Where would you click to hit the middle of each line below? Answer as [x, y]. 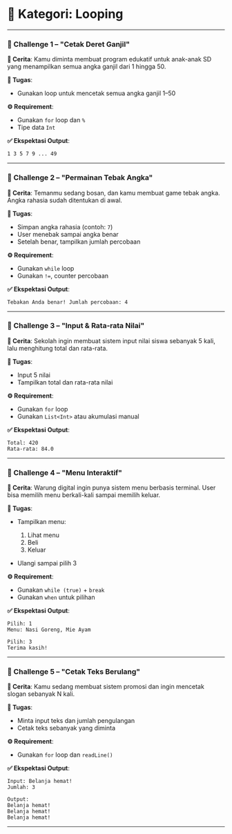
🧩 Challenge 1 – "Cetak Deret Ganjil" [68, 44]
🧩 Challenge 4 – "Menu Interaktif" [65, 472]
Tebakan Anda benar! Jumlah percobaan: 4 [68, 302]
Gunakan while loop [46, 268]
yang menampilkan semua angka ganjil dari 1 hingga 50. [87, 67]
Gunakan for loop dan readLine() [65, 755]
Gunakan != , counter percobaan [63, 275]
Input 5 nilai [33, 375]
